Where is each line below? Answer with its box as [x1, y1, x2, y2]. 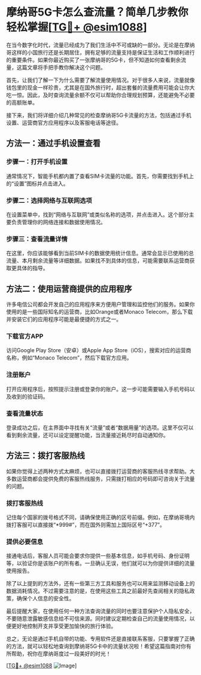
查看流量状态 [6, 409, 44, 417]
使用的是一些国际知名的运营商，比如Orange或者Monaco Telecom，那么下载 [6, 309, 193, 316]
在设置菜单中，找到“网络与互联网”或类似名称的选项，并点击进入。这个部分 [6, 210, 190, 218]
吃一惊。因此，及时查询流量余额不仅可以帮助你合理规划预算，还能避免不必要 [6, 91, 195, 99]
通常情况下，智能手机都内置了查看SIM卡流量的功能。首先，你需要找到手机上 [6, 172, 194, 179]
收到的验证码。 [11, 393, 48, 400]
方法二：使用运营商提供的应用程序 [6, 283, 132, 294]
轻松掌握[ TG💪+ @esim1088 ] [6, 20, 148, 34]
